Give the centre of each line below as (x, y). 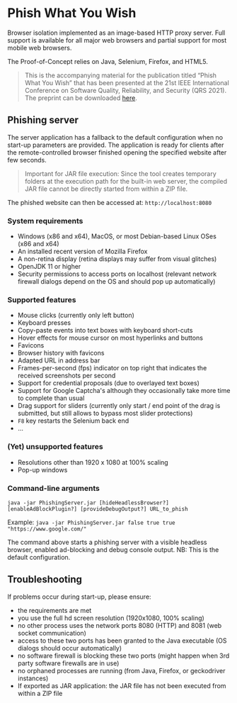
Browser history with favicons (61, 353)
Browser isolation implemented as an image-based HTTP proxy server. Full (116, 33)
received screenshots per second (67, 376)
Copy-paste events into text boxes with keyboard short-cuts (105, 331)
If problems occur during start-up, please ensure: (79, 597)
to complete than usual (51, 398)
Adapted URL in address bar (59, 360)
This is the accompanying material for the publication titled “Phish (121, 75)
